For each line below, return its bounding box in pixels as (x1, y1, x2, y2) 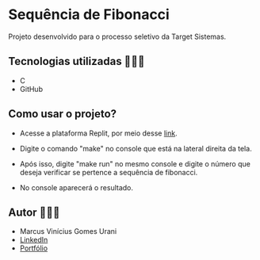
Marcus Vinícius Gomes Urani (19, 227, 117, 236)
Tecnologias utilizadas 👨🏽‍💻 (8, 55, 145, 68)
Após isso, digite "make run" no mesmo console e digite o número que (19, 159, 251, 168)
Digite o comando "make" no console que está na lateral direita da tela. (19, 143, 252, 153)
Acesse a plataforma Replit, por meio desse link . (19, 128, 178, 138)
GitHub (19, 84, 44, 94)
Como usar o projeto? (8, 107, 117, 120)
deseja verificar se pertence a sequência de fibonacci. (19, 167, 198, 177)
